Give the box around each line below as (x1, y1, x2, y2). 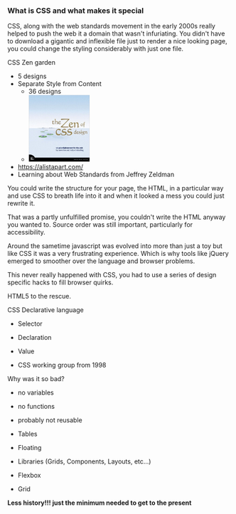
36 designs (28, 87, 62, 96)
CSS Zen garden (7, 58, 55, 67)
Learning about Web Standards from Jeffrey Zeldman (17, 170, 175, 179)
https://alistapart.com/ (17, 163, 84, 171)
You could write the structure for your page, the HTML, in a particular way (7, 184, 224, 193)
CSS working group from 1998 (17, 361, 107, 370)
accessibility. (7, 228, 46, 237)
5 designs (17, 72, 47, 80)
